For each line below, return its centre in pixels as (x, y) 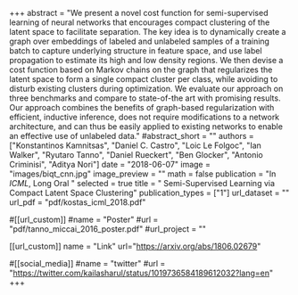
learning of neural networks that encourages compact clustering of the (140, 22)
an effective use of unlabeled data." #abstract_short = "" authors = (132, 136)
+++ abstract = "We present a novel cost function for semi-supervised (139, 13)
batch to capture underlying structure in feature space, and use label (136, 51)
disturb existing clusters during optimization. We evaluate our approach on (146, 89)
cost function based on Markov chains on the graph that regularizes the (141, 70)
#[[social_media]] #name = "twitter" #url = (87, 263)
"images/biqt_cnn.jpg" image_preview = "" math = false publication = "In (143, 174)
